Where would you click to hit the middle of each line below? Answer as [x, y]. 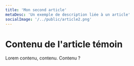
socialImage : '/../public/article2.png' [49, 19]
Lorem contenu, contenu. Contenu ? [43, 58]
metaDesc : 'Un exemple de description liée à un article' [68, 15]
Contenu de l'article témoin [64, 44]
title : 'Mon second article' [36, 10]
